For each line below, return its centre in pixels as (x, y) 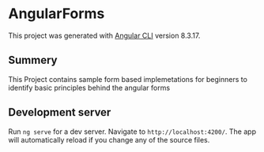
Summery (33, 60)
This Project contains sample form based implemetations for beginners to (128, 79)
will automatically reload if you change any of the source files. (109, 139)
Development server (60, 112)
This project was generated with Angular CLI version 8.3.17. (104, 35)
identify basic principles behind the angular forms (89, 87)
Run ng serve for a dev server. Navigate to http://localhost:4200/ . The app (132, 132)
